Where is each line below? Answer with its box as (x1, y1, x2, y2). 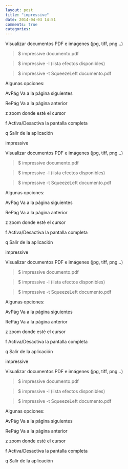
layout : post (5, 7, 33, 13)
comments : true (5, 22, 38, 27)
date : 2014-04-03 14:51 (5, 17, 56, 22)
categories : (5, 27, 31, 32)
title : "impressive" (5, 12, 50, 17)
